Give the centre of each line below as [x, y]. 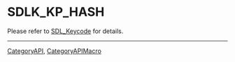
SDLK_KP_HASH [56, 12]
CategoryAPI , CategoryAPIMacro [54, 51]
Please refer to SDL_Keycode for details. [65, 31]
